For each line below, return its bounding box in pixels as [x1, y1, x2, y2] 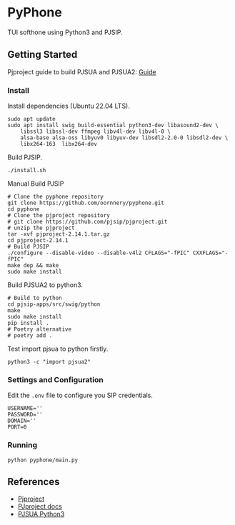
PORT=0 [7, 424, 27, 431]
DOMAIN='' [7, 417, 37, 425]
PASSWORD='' [7, 411, 43, 419]
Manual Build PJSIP [7, 179, 64, 188]
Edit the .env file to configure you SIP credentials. [7, 391, 154, 400]
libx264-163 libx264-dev [20, 141, 98, 148]
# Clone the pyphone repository [7, 194, 104, 201]
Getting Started [7, 49, 78, 61]
